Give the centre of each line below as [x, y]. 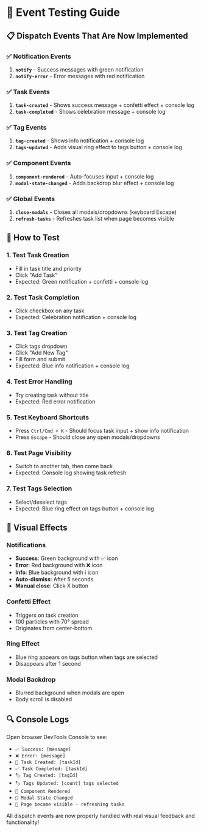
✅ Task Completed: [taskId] [51, 769]
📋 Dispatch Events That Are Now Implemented [97, 36]
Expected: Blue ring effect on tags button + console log [84, 508]
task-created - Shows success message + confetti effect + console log [105, 105]
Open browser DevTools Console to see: [57, 737]
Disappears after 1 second [48, 663]
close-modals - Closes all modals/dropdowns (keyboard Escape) [96, 212]
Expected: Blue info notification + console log [72, 366]
